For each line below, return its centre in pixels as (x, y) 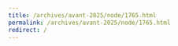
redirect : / (28, 30)
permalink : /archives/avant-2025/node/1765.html (89, 23)
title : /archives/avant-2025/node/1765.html (82, 15)
